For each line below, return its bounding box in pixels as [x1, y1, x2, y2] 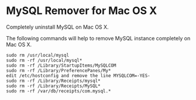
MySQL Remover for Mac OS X [6, 4, 157, 18]
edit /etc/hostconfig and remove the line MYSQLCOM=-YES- [6, 73, 150, 78]
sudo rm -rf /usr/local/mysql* [6, 57, 82, 63]
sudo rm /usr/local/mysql [6, 52, 69, 58]
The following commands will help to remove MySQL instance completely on [6, 35, 191, 42]
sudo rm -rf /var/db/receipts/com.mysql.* [6, 88, 111, 94]
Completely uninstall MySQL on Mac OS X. [6, 23, 109, 30]
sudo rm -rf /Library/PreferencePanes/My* [6, 67, 111, 74]
